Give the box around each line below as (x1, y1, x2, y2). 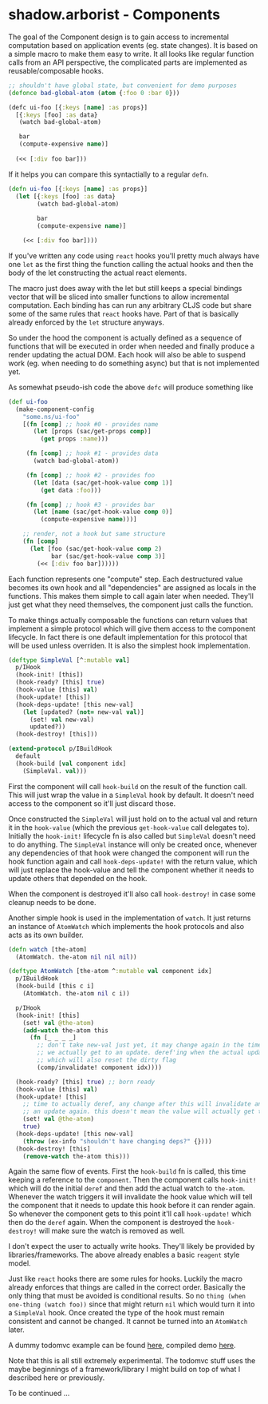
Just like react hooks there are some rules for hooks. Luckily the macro (8, 1274, 243, 1284)
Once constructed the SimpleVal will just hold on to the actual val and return (8, 814, 258, 824)
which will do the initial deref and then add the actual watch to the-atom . (8, 1183, 246, 1193)
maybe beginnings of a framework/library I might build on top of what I (8, 1365, 241, 1374)
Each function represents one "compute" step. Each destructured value (8, 574, 243, 584)
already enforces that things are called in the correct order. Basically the (8, 1282, 246, 1292)
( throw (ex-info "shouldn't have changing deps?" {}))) (22, 1137, 213, 1145)
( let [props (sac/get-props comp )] (33, 428, 152, 436)
